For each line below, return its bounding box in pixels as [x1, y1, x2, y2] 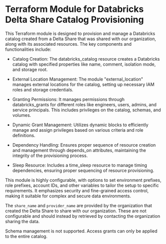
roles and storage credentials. [12, 86, 73, 92]
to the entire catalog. [5, 233, 48, 239]
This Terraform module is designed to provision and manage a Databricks [5, 30, 155, 36]
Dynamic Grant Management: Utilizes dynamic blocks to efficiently [12, 122, 149, 128]
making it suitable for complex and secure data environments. [5, 193, 131, 199]
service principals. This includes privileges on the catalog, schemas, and [12, 107, 161, 113]
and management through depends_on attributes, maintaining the [12, 147, 146, 153]
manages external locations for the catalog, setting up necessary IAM [12, 81, 155, 87]
